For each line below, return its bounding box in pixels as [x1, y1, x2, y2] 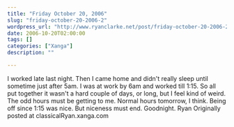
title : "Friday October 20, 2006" [7, 10, 108, 17]
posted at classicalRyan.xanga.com [7, 111, 109, 119]
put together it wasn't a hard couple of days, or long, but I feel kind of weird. [7, 89, 226, 98]
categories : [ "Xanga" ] [7, 43, 73, 50]
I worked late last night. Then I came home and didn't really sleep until [7, 74, 209, 82]
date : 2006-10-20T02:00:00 [7, 29, 86, 37]
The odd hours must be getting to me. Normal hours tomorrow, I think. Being [7, 96, 226, 105]
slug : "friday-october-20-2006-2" [7, 17, 108, 24]
